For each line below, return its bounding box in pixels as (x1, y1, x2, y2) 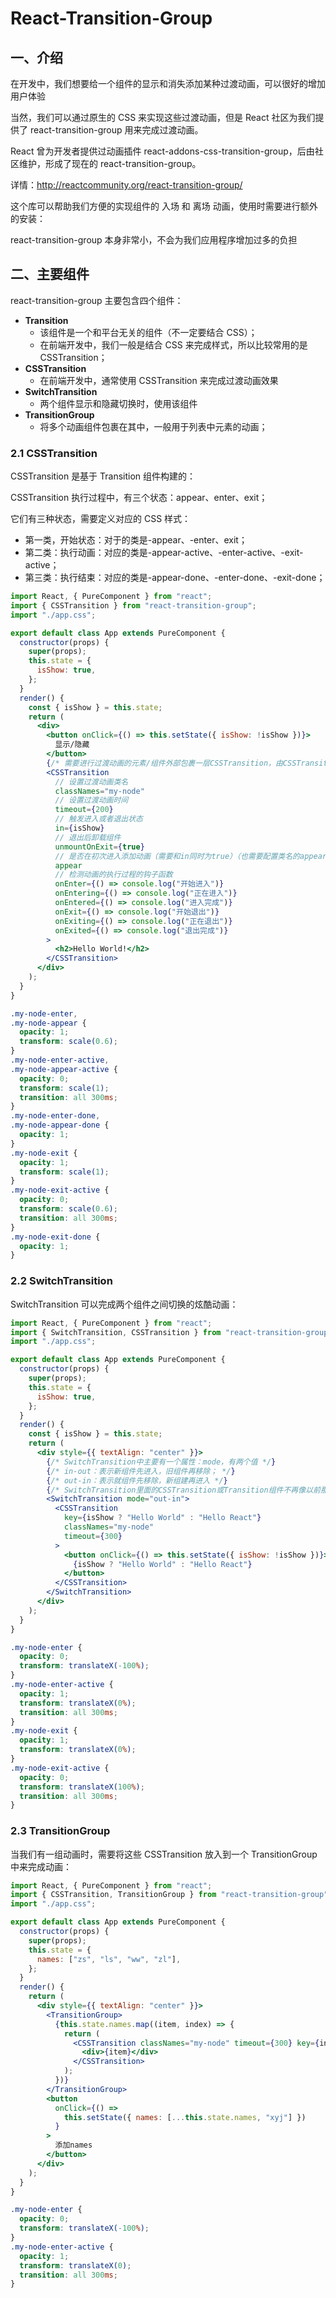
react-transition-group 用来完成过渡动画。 (29, 124, 204, 136)
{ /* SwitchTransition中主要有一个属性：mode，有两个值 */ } (46, 1457, 277, 1467)
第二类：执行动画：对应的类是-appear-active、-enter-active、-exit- (24, 547, 304, 559)
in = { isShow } (54, 823, 105, 834)
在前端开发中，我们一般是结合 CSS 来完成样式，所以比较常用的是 (39, 338, 308, 351)
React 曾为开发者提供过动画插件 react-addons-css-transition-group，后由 (10, 145, 315, 157)
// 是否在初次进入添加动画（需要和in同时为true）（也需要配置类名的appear (54, 851, 327, 861)
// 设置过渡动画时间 (54, 795, 129, 806)
